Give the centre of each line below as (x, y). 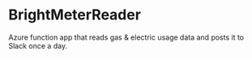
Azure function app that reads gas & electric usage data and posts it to (126, 37)
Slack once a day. (38, 45)
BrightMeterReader (75, 15)
